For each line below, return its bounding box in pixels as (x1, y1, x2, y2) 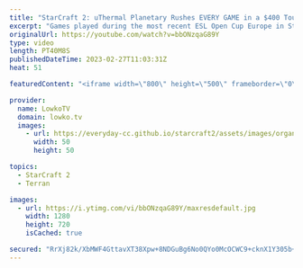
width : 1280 (25, 212, 70, 221)
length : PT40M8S (9, 47, 70, 56)
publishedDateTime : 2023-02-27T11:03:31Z (9, 55, 168, 64)
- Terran (17, 179, 50, 188)
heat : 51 (9, 64, 42, 73)
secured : (9, 245, 42, 254)
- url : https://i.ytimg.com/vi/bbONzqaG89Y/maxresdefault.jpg (17, 203, 256, 212)
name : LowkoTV (17, 104, 70, 113)
